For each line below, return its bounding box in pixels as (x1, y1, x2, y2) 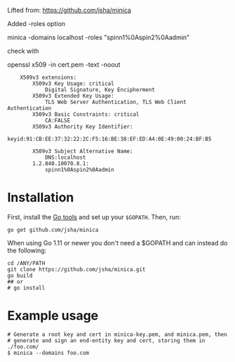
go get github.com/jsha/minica (7, 226, 99, 233)
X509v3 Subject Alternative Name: (32, 148, 133, 155)
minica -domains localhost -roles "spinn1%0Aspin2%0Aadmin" (7, 33, 190, 41)
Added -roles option (7, 20, 65, 27)
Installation (7, 190, 74, 206)
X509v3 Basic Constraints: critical (32, 111, 140, 118)
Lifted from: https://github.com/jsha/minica (7, 6, 132, 14)
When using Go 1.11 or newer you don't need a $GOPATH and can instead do (7, 238, 228, 247)
